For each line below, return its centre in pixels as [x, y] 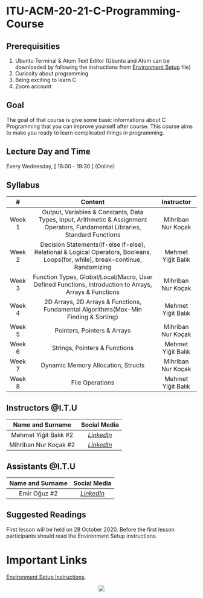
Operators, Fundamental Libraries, [93, 227]
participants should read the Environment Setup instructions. [82, 536]
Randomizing [93, 267]
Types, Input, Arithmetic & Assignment [93, 220]
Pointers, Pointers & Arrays [93, 331]
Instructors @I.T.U [42, 408]
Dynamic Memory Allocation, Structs [93, 365]
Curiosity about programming [52, 73]
